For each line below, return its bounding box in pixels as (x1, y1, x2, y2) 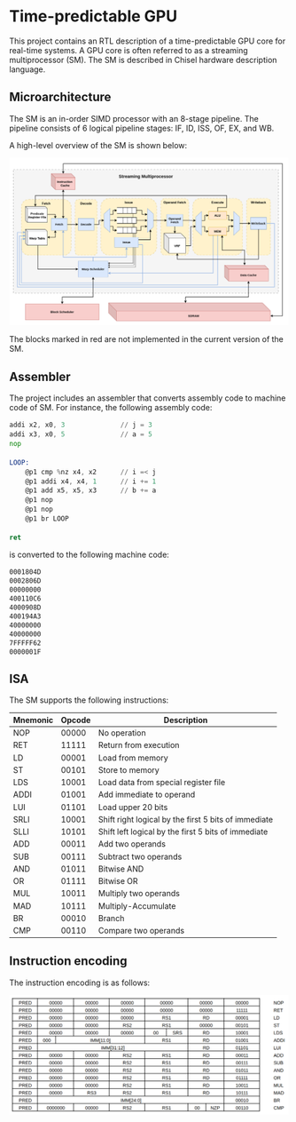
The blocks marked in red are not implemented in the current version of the (9, 334, 284, 345)
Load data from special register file (97, 777, 226, 788)
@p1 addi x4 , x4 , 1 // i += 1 (25, 477, 157, 486)
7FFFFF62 (9, 638, 42, 648)
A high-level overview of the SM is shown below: (9, 139, 188, 150)
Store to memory (97, 764, 160, 775)
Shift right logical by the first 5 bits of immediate (97, 814, 273, 824)
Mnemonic (12, 714, 54, 725)
